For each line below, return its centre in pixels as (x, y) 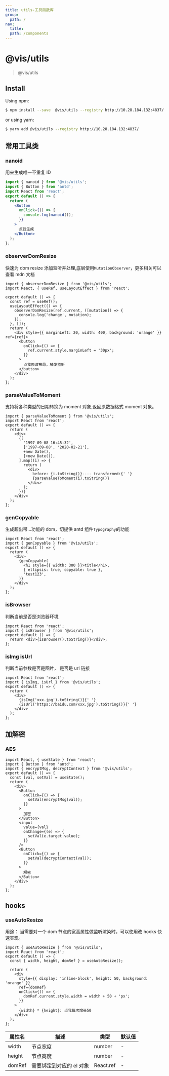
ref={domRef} (32, 988)
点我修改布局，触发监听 (44, 364)
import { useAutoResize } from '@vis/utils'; (54, 948)
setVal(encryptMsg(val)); (55, 799)
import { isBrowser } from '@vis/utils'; (50, 630)
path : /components (29, 33)
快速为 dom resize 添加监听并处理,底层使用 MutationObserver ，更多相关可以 (83, 268)
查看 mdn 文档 (20, 274)
